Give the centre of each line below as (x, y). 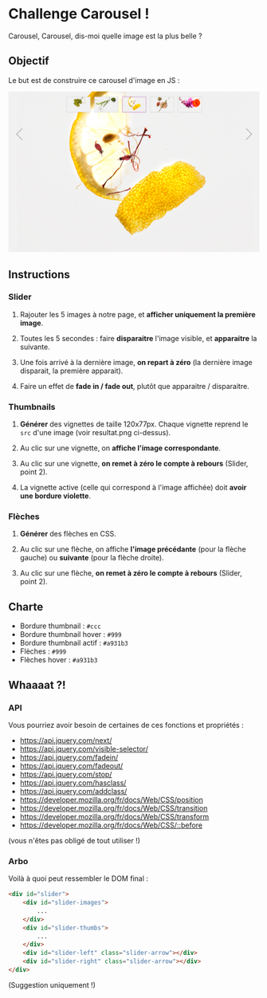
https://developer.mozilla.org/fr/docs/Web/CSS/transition (114, 808)
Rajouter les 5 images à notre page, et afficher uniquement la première (138, 314)
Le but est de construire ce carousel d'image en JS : (94, 80)
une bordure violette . (55, 496)
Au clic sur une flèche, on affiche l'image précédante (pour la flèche (133, 549)
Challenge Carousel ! (79, 14)
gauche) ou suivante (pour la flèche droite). (92, 558)
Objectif (29, 61)
